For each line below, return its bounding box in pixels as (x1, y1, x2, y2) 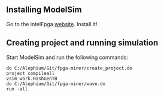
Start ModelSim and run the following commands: (6, 54, 129, 61)
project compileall (6, 70, 55, 76)
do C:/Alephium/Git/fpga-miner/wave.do (6, 80, 106, 87)
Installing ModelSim (6, 5, 82, 15)
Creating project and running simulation (6, 38, 159, 48)
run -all (6, 86, 28, 92)
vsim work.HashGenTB (6, 76, 58, 82)
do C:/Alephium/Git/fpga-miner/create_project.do (6, 65, 133, 71)
